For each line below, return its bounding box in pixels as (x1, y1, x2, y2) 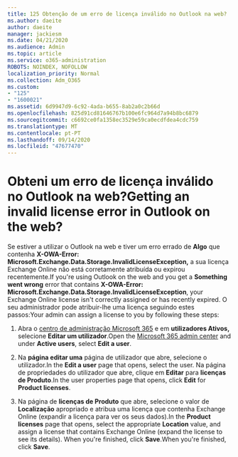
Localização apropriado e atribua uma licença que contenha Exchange (17, 405, 226, 414)
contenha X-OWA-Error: (7, 250, 80, 258)
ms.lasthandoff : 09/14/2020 (7, 136, 91, 143)
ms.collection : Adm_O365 (7, 76, 81, 84)
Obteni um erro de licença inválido (7, 174, 214, 189)
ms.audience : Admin (7, 43, 65, 51)
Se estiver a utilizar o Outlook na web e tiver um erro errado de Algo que (7, 243, 220, 251)
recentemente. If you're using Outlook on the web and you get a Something (7, 273, 227, 281)
